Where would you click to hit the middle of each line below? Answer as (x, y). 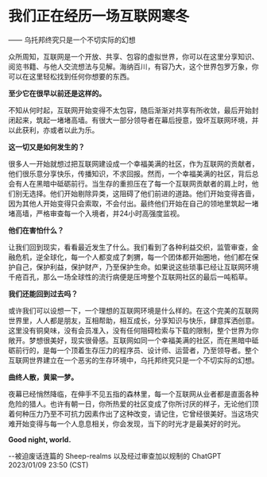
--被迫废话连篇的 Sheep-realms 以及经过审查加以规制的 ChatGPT (115, 456)
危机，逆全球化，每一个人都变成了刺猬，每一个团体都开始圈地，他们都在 (133, 257)
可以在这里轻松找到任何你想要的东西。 (71, 76)
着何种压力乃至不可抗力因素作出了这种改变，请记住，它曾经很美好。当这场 (130, 414)
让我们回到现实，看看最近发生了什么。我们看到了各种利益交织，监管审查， (130, 247)
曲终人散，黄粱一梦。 (43, 377)
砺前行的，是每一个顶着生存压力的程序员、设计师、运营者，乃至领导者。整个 (133, 350)
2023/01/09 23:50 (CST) (48, 464)
